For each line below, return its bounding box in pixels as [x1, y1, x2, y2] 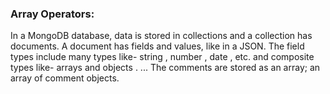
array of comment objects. [10, 72, 120, 84]
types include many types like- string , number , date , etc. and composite [10, 51, 315, 63]
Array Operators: [10, 7, 95, 21]
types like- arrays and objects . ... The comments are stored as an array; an [10, 62, 321, 74]
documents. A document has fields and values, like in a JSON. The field [10, 40, 305, 52]
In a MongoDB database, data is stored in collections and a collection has [10, 30, 313, 42]
